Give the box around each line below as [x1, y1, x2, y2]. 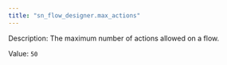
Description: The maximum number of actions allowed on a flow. [8, 33, 220, 43]
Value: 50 [8, 48, 38, 58]
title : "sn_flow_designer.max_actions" [8, 11, 141, 20]
